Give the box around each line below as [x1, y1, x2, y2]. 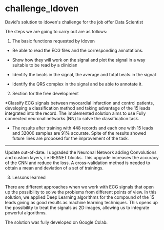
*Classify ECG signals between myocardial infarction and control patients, [5, 100, 154, 105]
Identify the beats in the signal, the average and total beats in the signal [12, 71, 156, 77]
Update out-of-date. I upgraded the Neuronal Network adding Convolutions [5, 149, 157, 155]
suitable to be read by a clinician [12, 62, 78, 68]
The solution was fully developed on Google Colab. [5, 219, 108, 225]
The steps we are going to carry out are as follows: [5, 28, 107, 34]
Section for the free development [12, 90, 79, 96]
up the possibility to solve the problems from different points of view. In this [5, 189, 157, 195]
